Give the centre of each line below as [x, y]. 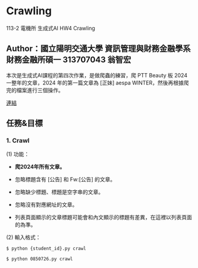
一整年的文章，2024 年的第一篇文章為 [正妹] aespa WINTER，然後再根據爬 [98, 83]
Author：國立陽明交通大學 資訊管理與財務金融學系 [98, 49]
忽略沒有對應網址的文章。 [46, 205]
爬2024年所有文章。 [40, 167]
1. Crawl [18, 141]
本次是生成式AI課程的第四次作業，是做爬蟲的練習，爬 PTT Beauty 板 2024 [97, 75]
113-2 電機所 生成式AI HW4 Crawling [51, 28]
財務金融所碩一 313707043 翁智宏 [69, 60]
